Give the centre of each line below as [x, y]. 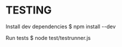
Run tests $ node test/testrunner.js [48, 38]
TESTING [29, 10]
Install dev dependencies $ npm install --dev [61, 26]
